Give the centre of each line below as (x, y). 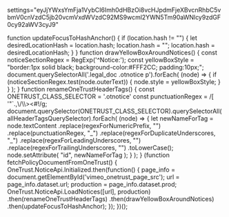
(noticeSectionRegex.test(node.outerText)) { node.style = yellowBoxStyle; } (114, 82)
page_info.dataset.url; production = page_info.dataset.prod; (92, 184)
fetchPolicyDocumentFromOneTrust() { (62, 162)
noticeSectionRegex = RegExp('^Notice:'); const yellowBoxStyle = (101, 60)
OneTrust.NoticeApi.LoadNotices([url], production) (79, 192)
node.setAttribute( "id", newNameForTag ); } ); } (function (89, 155)
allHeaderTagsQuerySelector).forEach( (62, 118)
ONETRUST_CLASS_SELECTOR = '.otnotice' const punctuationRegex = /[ (110, 96)
